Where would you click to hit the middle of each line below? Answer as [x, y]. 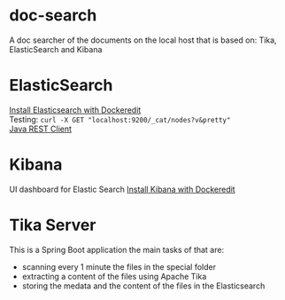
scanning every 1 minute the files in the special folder [119, 266]
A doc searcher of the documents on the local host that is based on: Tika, [143, 40]
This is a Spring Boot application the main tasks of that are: [116, 249]
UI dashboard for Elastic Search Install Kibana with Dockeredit [123, 189]
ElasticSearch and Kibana [56, 49]
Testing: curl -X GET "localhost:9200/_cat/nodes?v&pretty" [120, 119]
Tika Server [53, 225]
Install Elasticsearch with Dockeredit [75, 110]
